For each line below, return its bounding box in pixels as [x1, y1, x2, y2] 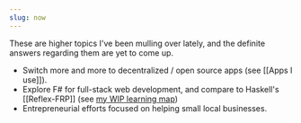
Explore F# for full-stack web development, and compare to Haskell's [22, 83, 280, 94]
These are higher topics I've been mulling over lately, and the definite [9, 38, 266, 48]
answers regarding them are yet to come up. [9, 47, 173, 58]
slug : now [9, 13, 47, 22]
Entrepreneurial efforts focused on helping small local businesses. [22, 102, 268, 113]
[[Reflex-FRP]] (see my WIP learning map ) [22, 93, 178, 104]
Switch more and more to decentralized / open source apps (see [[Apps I [22, 65, 293, 75]
